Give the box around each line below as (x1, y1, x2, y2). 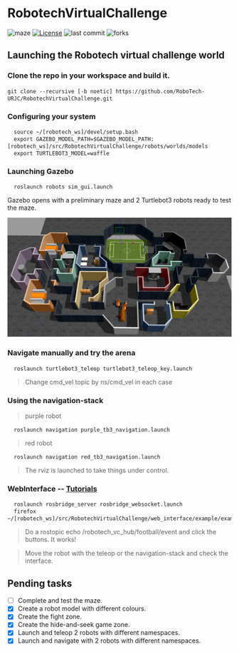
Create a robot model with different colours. (17, 604, 147, 613)
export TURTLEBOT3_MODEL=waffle (14, 150, 110, 157)
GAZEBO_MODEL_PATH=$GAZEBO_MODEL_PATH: (36, 136, 154, 143)
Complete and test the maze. (17, 596, 103, 605)
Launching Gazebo (7, 166, 74, 176)
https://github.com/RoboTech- (115, 88, 205, 95)
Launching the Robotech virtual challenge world (7, 49, 225, 61)
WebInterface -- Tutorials (7, 484, 97, 494)
